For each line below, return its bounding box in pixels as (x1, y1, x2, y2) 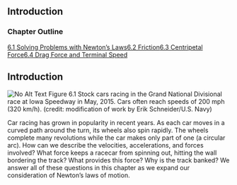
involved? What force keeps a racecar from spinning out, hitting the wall (7, 148, 217, 157)
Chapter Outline (7, 27, 64, 37)
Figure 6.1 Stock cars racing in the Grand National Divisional (48, 90, 223, 98)
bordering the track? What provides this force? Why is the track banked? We (7, 155, 230, 165)
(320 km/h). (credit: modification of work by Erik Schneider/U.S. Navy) (7, 105, 212, 113)
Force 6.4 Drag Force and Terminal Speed (7, 50, 128, 59)
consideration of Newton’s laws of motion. (7, 171, 130, 179)
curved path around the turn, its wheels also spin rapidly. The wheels (7, 126, 209, 134)
